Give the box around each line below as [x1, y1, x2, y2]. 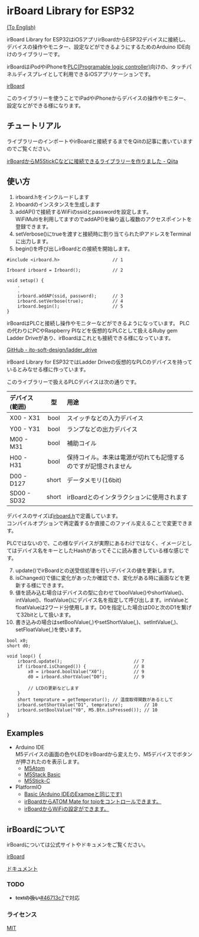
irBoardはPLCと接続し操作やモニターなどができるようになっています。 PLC [6, 319, 190, 327]
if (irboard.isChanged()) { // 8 [17, 663, 145, 670]
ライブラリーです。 [17, 50, 63, 57]
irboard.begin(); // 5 [17, 303, 123, 309]
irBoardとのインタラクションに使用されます [67, 493, 188, 501]
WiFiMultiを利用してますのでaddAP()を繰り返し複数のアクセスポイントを [15, 216, 193, 223]
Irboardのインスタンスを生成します [15, 201, 101, 208]
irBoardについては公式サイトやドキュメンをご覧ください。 [6, 841, 149, 848]
